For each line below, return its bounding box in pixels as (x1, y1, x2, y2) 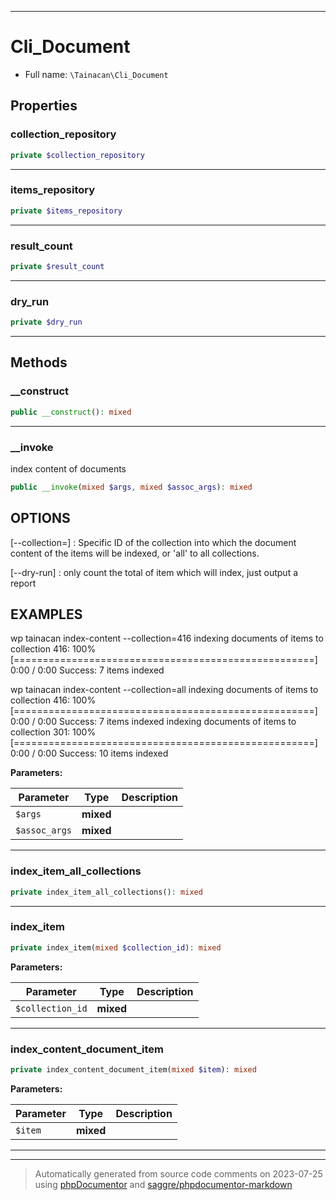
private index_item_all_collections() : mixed (10, 887, 203, 897)
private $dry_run (10, 317, 83, 328)
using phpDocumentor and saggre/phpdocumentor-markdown (34, 1178, 293, 1190)
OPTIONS (10, 510, 71, 527)
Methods (10, 354, 68, 371)
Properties (10, 97, 78, 115)
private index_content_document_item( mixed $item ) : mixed (10, 1065, 257, 1075)
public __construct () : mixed (10, 407, 132, 417)
